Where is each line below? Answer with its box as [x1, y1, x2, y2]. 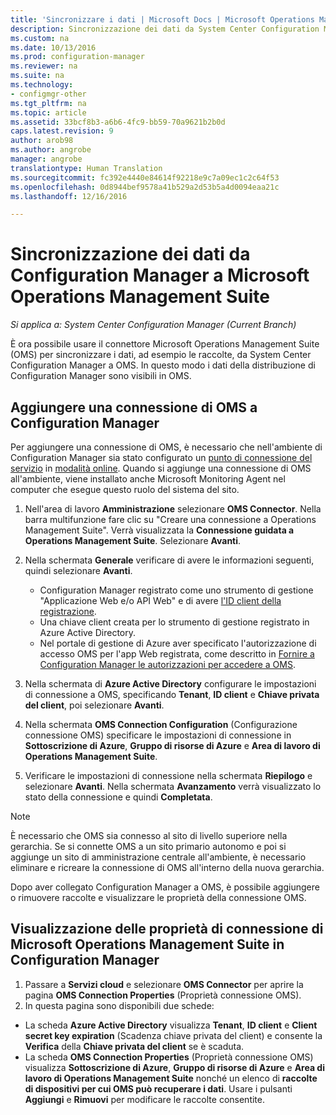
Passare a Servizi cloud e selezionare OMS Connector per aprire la [24, 978, 304, 990]
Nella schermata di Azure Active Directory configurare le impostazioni [24, 678, 317, 690]
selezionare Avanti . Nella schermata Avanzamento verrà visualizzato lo [24, 781, 322, 792]
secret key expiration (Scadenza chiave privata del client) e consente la [24, 1029, 323, 1041]
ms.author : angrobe [10, 145, 92, 155]
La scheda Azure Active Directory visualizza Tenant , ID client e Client [24, 1019, 318, 1031]
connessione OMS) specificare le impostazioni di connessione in [24, 729, 292, 741]
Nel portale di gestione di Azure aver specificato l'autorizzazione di [39, 637, 317, 649]
